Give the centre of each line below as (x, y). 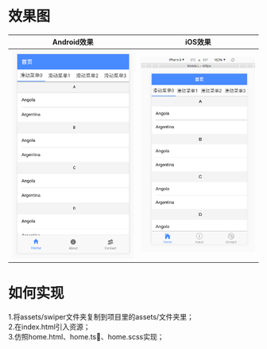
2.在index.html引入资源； (49, 327)
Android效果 (73, 42)
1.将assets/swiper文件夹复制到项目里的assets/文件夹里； (101, 316)
